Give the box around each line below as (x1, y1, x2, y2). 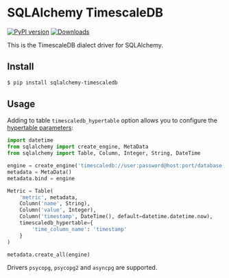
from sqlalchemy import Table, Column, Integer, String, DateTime (7, 150, 201, 157)
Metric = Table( (7, 187, 53, 194)
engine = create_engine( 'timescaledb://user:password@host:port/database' (7, 162, 226, 169)
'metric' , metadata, (19, 194, 78, 201)
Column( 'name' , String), (19, 200, 91, 207)
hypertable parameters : (7, 124, 74, 132)
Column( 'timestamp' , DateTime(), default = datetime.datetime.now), (19, 213, 213, 220)
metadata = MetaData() (7, 169, 72, 175)
